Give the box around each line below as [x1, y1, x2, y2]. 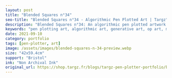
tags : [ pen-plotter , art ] [5, 41, 60, 46]
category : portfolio [5, 36, 50, 42]
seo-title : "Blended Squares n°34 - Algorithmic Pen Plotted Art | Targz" [5, 17, 168, 22]
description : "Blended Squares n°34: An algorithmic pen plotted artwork [5, 22, 166, 27]
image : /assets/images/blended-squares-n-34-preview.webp [5, 46, 132, 51]
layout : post [5, 7, 33, 13]
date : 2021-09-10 [5, 31, 42, 36]
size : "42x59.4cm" [5, 50, 45, 55]
